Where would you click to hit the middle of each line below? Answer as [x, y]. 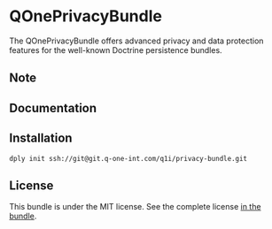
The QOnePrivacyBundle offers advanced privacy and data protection [136, 41]
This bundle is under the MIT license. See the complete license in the [135, 207]
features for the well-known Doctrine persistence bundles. [116, 50]
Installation [41, 138]
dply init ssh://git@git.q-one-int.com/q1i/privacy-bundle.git [128, 158]
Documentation [53, 108]
